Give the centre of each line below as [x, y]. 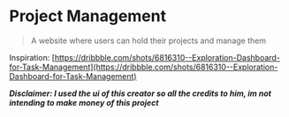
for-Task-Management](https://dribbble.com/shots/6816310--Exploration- [144, 67]
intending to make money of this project [84, 102]
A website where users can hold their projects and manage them [148, 40]
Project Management [87, 16]
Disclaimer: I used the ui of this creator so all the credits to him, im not [141, 93]
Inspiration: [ [32, 57]
